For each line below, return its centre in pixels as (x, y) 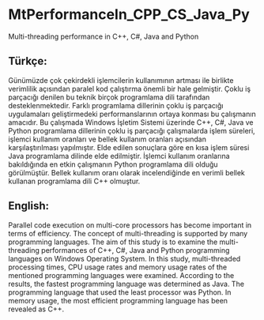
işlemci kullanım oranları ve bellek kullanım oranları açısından (107, 139)
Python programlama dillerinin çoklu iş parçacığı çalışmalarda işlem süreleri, (132, 130)
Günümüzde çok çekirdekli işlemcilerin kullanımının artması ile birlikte (121, 80)
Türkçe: (28, 61)
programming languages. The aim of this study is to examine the (113, 242)
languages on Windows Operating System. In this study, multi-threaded (124, 258)
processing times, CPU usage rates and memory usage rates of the (118, 267)
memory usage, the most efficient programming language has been (118, 300)
